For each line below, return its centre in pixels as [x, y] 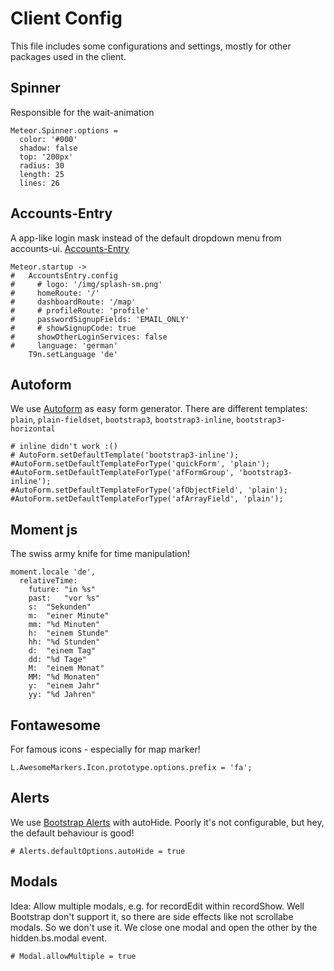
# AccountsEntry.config [64, 275]
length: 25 [42, 174]
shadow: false [48, 148]
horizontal [33, 429]
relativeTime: [48, 581]
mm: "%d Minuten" [64, 625]
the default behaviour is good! [72, 833]
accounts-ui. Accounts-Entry [70, 248]
